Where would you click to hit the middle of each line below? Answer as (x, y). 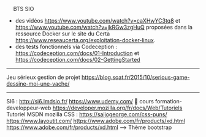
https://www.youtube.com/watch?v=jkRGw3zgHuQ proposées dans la (104, 27)
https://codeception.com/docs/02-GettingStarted (78, 60)
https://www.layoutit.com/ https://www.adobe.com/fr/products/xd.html (96, 121)
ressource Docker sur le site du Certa (63, 34)
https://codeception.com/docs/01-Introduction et (77, 53)
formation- (169, 101)
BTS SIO (24, 9)
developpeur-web (29, 108)
